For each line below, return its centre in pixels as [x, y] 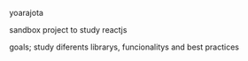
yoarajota [27, 13]
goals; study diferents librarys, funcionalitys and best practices [124, 47]
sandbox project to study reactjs [68, 30]
